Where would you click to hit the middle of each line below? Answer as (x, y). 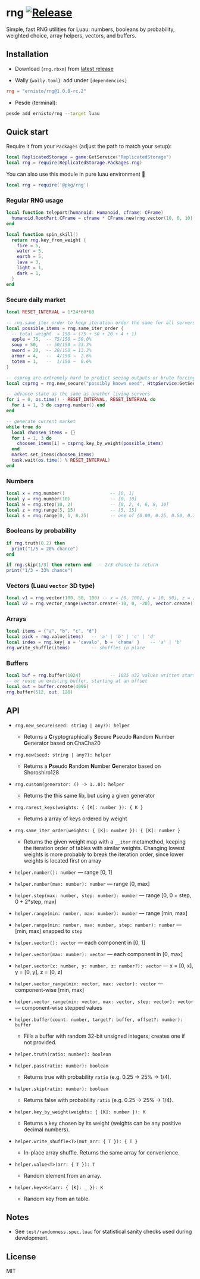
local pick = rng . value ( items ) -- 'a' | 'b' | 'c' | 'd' (81, 637)
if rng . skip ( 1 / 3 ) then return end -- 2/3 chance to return (82, 565)
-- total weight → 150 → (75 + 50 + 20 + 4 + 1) (74, 334)
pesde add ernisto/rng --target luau (53, 113)
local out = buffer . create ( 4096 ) (48, 687)
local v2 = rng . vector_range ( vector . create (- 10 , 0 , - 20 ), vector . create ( (100, 604)
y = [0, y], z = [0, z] (38, 972)
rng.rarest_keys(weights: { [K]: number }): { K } (79, 807)
